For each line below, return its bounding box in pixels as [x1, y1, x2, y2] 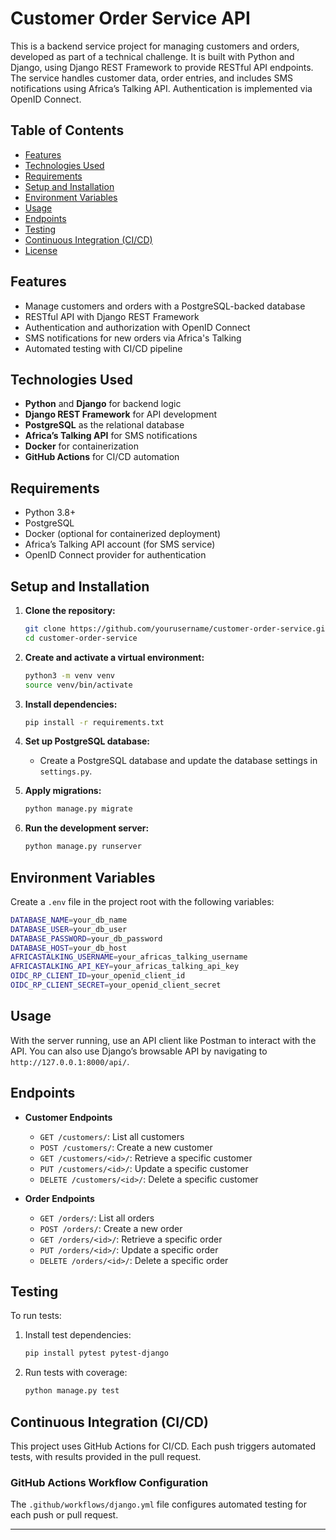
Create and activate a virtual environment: [24, 651, 205, 663]
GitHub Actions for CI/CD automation [24, 451, 180, 463]
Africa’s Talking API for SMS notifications [24, 430, 198, 442]
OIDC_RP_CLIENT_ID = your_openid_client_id [10, 971, 186, 981]
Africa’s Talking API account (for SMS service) [24, 538, 216, 551]
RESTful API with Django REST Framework [24, 310, 200, 322]
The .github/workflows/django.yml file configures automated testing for [10, 1498, 307, 1511]
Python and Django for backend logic [24, 398, 182, 410]
